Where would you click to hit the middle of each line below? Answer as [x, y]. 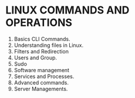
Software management [42, 70]
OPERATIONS [39, 23]
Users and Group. [35, 58]
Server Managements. [41, 89]
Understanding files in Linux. [49, 45]
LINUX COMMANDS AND [67, 10]
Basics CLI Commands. [42, 39]
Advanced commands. [41, 82]
